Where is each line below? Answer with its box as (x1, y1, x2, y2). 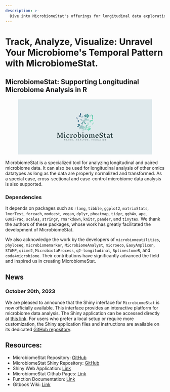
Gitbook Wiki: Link (12, 381, 51, 387)
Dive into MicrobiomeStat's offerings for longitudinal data (10, 13, 142, 19)
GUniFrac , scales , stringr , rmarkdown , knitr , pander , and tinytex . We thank (5, 216, 161, 222)
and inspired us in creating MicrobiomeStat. (5, 258, 96, 264)
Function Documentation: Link (12, 376, 75, 382)
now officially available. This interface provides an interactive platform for (5, 304, 158, 311)
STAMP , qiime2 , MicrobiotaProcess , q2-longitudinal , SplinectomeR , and (5, 247, 151, 253)
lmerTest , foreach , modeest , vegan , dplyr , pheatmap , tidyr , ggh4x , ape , (5, 211, 147, 217)
